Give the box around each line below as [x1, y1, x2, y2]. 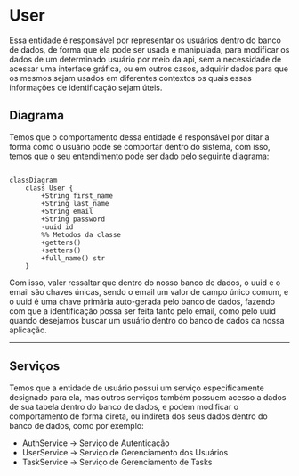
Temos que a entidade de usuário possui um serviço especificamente [9, 382, 264, 393]
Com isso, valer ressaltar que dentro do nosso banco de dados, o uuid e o [9, 277, 281, 288]
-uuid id [41, 222, 74, 232]
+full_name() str [41, 253, 105, 263]
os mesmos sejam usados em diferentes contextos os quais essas [9, 72, 252, 83]
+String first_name [41, 191, 114, 201]
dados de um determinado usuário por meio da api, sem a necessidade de [9, 53, 282, 64]
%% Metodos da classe [41, 230, 122, 239]
